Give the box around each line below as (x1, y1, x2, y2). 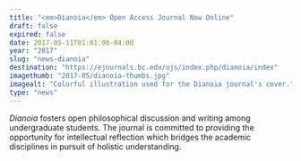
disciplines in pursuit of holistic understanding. (9, 140, 182, 152)
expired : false (9, 30, 66, 38)
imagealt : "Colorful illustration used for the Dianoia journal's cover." (9, 80, 295, 89)
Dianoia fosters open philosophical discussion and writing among (9, 113, 251, 123)
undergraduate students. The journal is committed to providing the (9, 122, 255, 132)
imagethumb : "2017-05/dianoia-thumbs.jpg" (9, 72, 170, 80)
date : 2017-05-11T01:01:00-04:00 (9, 38, 134, 47)
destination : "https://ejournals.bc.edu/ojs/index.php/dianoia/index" (9, 64, 279, 72)
